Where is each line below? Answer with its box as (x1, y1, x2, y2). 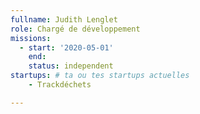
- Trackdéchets (28, 80, 92, 90)
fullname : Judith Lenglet (10, 14, 118, 25)
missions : (10, 33, 52, 43)
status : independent (28, 61, 114, 71)
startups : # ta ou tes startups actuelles (10, 71, 190, 81)
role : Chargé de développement (10, 24, 141, 34)
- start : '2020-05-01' (19, 42, 114, 53)
